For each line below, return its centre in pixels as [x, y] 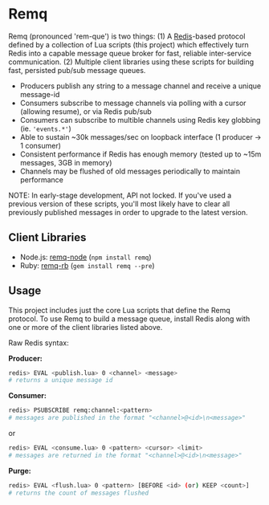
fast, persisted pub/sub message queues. [77, 70]
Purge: [20, 470]
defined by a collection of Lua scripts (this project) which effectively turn [128, 44]
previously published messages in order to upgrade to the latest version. [128, 212]
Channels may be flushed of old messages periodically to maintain [130, 171]
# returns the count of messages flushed [79, 493]
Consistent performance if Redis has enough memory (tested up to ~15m [141, 154]
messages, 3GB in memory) [66, 162]
